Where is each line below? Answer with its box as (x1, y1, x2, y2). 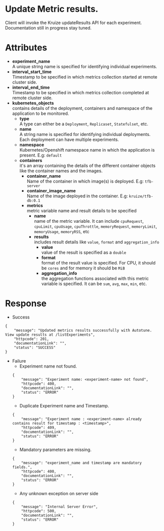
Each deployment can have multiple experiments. (19, 136, 119, 142)
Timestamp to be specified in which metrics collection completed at (12, 89, 149, 95)
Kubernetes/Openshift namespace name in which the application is (19, 147, 155, 153)
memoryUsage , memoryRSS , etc (34, 228, 90, 234)
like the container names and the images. (19, 168, 103, 174)
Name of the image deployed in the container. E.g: (26, 193, 128, 199)
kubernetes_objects (12, 100, 54, 106)
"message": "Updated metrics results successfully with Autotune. (14, 328, 152, 333)
